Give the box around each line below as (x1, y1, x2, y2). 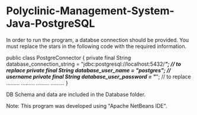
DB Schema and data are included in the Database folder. (6, 91, 146, 98)
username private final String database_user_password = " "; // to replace (6, 73, 191, 80)
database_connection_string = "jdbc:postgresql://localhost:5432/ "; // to (6, 60, 182, 68)
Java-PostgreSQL (6, 17, 95, 30)
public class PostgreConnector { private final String (6, 54, 131, 61)
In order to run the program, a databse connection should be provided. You (6, 36, 189, 43)
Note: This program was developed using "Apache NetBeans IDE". (6, 102, 167, 109)
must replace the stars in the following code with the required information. (6, 43, 187, 50)
